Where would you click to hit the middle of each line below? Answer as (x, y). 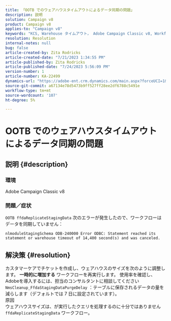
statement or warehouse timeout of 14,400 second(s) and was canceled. (83, 238)
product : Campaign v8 (28, 24)
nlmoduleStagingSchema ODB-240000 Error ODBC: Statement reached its (81, 234)
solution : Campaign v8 (29, 19)
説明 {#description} (37, 164)
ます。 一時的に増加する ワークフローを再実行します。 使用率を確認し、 (80, 275)
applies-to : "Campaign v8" (34, 29)
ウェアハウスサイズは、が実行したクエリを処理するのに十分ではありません (83, 307)
